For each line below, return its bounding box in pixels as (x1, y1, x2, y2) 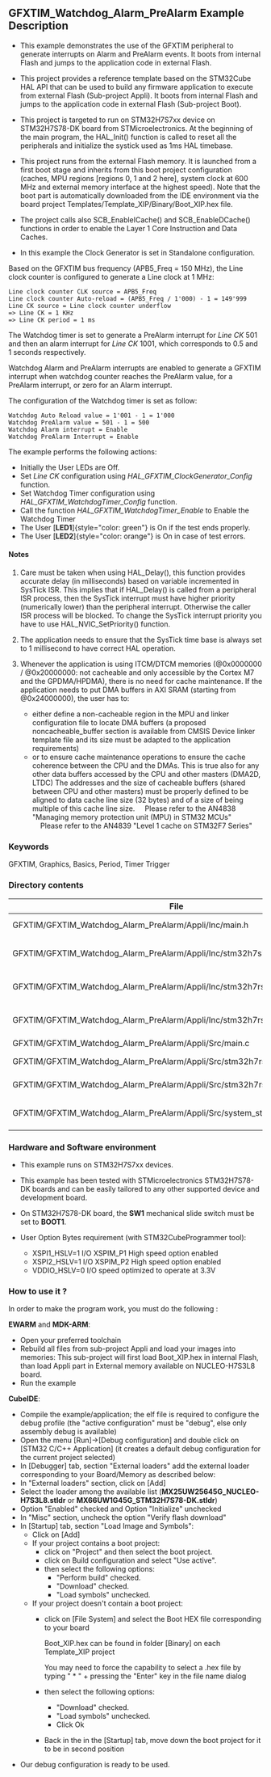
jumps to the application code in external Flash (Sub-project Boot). (19, 99, 242, 108)
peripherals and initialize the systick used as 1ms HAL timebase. (19, 141, 233, 150)
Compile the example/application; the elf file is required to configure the (19, 1410, 260, 1420)
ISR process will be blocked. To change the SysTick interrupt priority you (19, 610, 262, 621)
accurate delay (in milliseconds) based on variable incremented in (19, 576, 240, 586)
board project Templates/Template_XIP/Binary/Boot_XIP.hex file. (19, 199, 233, 209)
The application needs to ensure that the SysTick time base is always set (19, 635, 262, 645)
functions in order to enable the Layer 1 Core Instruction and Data (19, 223, 238, 233)
